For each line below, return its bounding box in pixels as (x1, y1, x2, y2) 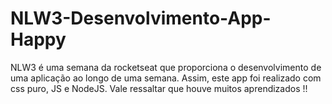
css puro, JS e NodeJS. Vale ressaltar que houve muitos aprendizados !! (10, 82, 308, 94)
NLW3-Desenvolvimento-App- (10, 7, 272, 30)
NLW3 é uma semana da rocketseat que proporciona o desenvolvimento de (10, 61, 322, 73)
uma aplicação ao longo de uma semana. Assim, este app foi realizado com (10, 72, 322, 84)
